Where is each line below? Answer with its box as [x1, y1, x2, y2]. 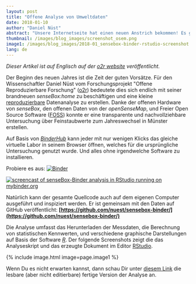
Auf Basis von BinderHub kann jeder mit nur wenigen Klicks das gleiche [6, 135, 178, 142]
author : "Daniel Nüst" [6, 25, 61, 31]
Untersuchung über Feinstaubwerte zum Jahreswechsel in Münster [6, 117, 168, 124]
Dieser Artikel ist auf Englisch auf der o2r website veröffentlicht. [6, 63, 160, 70]
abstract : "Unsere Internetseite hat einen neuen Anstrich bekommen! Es [6, 30, 187, 36]
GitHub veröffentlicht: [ [6, 206, 61, 213]
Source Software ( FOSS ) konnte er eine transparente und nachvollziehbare [6, 111, 186, 118]
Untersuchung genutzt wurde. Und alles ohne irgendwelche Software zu [6, 147, 180, 154]
